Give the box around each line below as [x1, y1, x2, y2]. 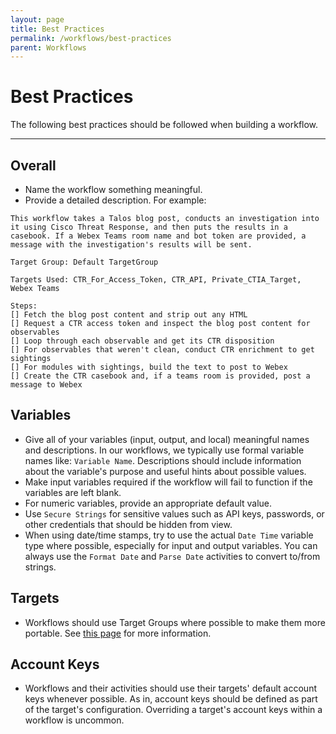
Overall [10, 157, 57, 174]
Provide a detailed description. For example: [24, 194, 207, 206]
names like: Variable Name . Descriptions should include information [24, 454, 302, 466]
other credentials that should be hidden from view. [24, 518, 233, 530]
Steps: [10, 301, 38, 311]
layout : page [10, 14, 65, 25]
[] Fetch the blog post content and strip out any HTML [10, 310, 248, 320]
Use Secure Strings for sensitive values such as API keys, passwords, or [24, 507, 325, 520]
